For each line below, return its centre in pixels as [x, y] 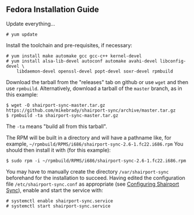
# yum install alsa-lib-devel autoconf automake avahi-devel [82, 61]
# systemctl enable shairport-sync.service [60, 201]
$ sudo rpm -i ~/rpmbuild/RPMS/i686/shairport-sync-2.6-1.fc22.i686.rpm [96, 161]
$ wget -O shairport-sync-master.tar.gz [56, 105]
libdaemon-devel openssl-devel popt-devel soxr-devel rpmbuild [95, 71]
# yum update [22, 34]
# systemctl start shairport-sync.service [58, 206]
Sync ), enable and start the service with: [55, 190]
